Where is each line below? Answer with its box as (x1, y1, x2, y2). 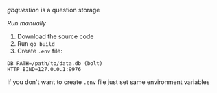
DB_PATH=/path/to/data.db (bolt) (7, 60, 103, 67)
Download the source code (16, 32, 94, 40)
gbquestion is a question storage (7, 6, 100, 14)
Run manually (7, 19, 47, 27)
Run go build (16, 40, 55, 47)
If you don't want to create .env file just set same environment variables (7, 78, 210, 86)
